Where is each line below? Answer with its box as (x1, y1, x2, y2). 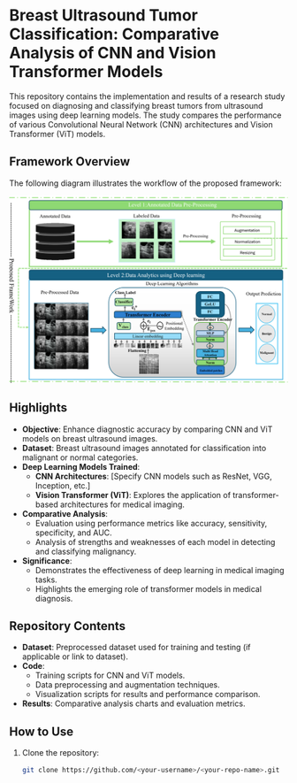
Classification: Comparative (9, 24, 219, 44)
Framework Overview (9, 154, 131, 169)
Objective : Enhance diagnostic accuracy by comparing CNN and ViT (21, 424, 273, 434)
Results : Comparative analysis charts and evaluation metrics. (21, 698, 246, 709)
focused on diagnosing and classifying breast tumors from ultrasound (9, 100, 263, 111)
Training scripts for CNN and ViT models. (34, 670, 186, 681)
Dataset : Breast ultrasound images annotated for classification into (21, 442, 267, 453)
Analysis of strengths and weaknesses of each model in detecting (34, 536, 276, 547)
